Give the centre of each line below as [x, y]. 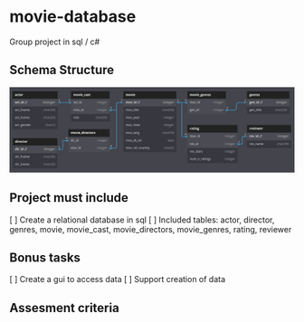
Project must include [69, 198]
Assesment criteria [64, 308]
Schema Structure [62, 70]
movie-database [73, 17]
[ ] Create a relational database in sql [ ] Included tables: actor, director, [142, 220]
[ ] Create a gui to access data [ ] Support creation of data [118, 279]
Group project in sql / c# [55, 42]
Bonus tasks [45, 258]
